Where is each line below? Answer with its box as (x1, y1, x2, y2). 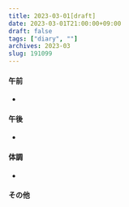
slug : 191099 (8, 50, 53, 58)
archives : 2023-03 (8, 42, 71, 50)
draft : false (8, 27, 53, 35)
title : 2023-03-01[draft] (8, 11, 96, 20)
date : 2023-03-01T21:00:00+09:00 (8, 19, 122, 28)
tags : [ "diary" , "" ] (8, 34, 79, 43)
